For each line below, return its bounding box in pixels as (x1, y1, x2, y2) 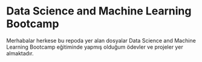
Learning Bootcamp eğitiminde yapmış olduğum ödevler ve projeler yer (6, 43, 183, 51)
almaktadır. (6, 49, 34, 57)
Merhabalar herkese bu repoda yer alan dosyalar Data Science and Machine (6, 37, 197, 44)
